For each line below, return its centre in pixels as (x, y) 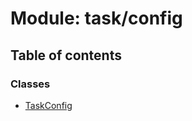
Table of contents (66, 55)
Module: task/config (96, 18)
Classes (30, 84)
